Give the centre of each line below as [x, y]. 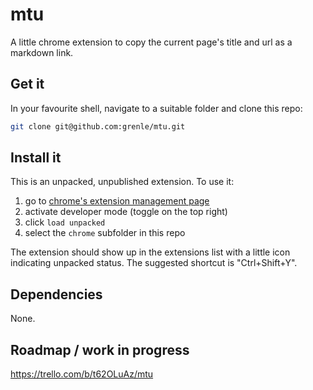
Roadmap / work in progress [100, 349]
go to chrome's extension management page [117, 201]
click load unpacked [65, 222]
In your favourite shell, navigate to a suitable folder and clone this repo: [156, 108]
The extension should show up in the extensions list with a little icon [150, 252]
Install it [36, 158]
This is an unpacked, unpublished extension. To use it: [122, 182]
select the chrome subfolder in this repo [105, 233]
